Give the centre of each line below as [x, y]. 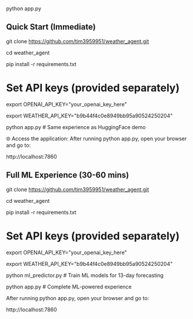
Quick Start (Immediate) [51, 27]
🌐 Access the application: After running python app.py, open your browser [96, 139]
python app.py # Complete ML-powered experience [69, 287]
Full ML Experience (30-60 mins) [68, 175]
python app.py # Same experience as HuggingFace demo [76, 127]
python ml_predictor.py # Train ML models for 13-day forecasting [85, 275]
